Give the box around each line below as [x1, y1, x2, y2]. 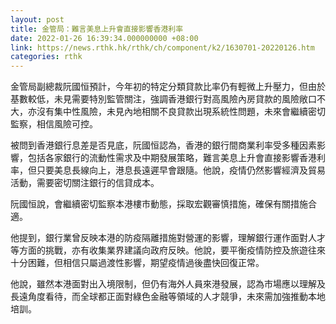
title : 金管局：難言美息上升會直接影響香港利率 [10, 24, 184, 34]
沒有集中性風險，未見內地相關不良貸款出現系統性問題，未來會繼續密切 [36, 106, 326, 118]
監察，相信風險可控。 [10, 118, 98, 130]
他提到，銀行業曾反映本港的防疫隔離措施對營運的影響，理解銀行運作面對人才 [10, 232, 326, 244]
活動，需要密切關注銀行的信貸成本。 [10, 177, 160, 189]
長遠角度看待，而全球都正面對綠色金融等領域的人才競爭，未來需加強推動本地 [10, 291, 326, 303]
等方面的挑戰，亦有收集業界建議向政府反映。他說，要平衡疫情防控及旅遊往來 [10, 244, 326, 256]
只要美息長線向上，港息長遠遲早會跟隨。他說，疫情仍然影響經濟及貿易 [36, 164, 326, 176]
